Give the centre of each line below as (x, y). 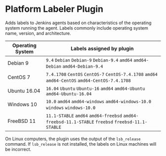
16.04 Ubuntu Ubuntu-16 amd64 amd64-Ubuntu (96, 88)
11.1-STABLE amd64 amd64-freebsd (84, 116)
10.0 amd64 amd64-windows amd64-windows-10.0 (99, 101)
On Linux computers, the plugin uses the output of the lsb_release (73, 139)
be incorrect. (18, 149)
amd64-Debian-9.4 (83, 66)
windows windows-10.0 (71, 108)
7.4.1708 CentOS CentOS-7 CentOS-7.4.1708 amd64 (102, 74)
